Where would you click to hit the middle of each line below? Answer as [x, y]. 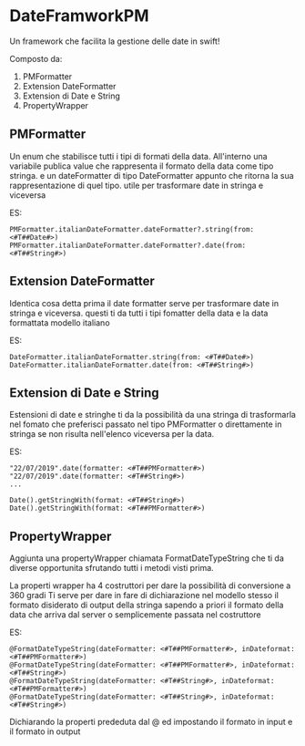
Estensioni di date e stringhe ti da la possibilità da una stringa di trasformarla [152, 415]
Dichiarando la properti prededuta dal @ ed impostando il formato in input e [151, 722]
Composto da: [36, 58]
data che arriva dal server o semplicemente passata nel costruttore [135, 615]
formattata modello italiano [60, 322]
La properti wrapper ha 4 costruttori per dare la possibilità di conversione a [150, 585]
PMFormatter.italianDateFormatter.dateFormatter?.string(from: [132, 229]
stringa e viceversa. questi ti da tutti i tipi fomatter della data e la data [139, 313]
